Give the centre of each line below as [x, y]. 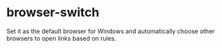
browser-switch [53, 13]
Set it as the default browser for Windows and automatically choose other [111, 31]
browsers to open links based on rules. [62, 38]
